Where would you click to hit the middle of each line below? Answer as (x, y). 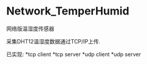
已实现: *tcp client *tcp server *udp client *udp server (74, 54)
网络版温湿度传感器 (30, 28)
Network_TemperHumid (68, 11)
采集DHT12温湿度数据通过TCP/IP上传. (53, 41)
